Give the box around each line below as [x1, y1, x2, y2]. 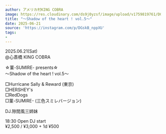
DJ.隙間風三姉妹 [5, 108, 38, 114]
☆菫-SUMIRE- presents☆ [5, 65, 58, 70]
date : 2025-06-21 [5, 21, 41, 26]
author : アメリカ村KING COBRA [5, 7, 63, 12]
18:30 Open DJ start [5, 118, 46, 124]
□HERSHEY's [5, 87, 33, 93]
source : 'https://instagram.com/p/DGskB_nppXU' [5, 26, 105, 31]
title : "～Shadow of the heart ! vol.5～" [5, 16, 92, 21]
